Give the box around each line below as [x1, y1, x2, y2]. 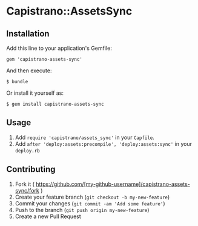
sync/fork [15, 187, 39, 194]
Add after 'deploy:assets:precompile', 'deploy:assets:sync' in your [15, 140, 193, 147]
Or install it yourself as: [6, 89, 64, 97]
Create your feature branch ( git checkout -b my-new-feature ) [15, 193, 170, 200]
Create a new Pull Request [15, 213, 82, 220]
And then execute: [6, 67, 52, 74]
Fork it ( [15, 180, 35, 188]
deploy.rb [15, 148, 41, 154]
